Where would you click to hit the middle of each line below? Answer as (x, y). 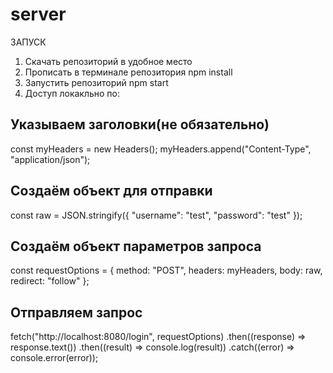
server (38, 14)
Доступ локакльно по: (72, 93)
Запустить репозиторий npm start (96, 82)
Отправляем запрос (76, 312)
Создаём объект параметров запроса (136, 246)
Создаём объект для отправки (111, 191)
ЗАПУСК (28, 42)
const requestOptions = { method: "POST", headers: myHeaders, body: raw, (166, 270)
